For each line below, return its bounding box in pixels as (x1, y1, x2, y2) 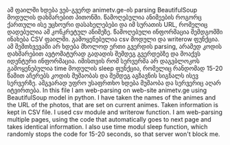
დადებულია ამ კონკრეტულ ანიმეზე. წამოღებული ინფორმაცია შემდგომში (7, 27, 223, 36)
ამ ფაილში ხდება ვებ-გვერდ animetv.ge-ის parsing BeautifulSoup (7, 6, 198, 14)
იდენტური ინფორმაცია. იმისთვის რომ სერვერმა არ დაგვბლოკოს (7, 57, 200, 65)
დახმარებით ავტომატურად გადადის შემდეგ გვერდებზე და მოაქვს (7, 49, 201, 58)
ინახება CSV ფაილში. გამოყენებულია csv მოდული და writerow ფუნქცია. (7, 35, 220, 43)
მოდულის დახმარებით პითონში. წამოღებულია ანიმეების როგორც (7, 13, 202, 21)
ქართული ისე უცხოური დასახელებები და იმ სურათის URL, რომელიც (7, 21, 208, 28)
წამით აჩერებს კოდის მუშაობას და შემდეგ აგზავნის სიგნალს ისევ (7, 71, 199, 80)
